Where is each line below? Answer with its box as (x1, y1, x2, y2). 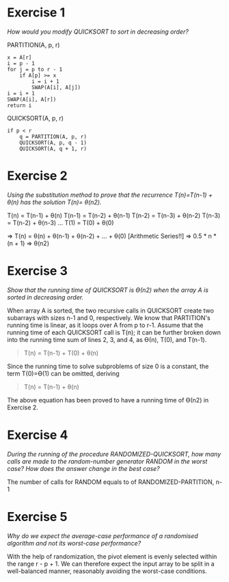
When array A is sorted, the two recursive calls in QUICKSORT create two (7, 306, 214, 315)
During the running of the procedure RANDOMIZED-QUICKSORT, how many (7, 450, 221, 458)
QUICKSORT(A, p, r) (7, 114, 64, 122)
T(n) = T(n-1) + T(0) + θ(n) (23, 348, 99, 357)
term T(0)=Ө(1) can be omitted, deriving (7, 369, 120, 378)
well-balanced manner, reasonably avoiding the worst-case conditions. (7, 567, 207, 575)
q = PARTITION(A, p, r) (19, 133, 87, 140)
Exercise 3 (7, 263, 68, 279)
